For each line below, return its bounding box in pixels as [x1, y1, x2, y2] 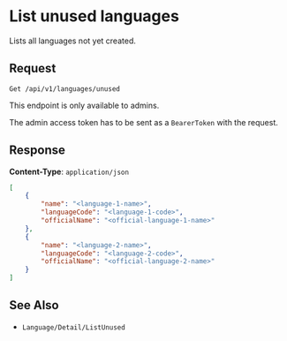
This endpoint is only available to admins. [9, 100, 160, 110]
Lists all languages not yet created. [9, 35, 137, 46]
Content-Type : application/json [9, 166, 130, 177]
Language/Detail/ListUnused [21, 322, 125, 332]
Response [9, 143, 66, 158]
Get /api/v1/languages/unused [9, 84, 121, 94]
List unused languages [9, 6, 179, 27]
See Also [9, 298, 59, 313]
